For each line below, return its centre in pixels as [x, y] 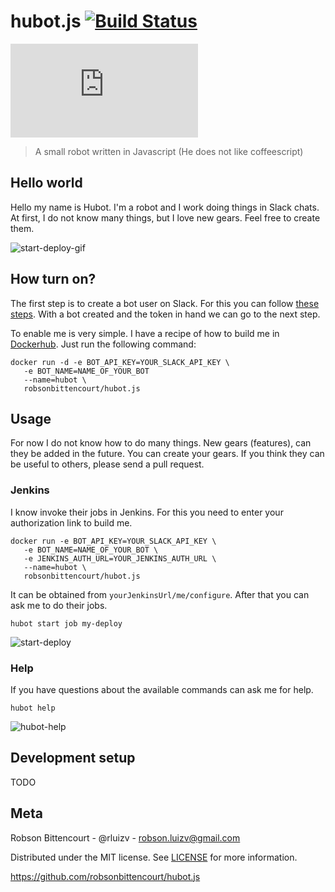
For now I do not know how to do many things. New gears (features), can [161, 443]
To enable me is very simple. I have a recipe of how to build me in [145, 333]
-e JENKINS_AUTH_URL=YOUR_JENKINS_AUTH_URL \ [120, 558]
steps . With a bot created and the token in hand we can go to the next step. [165, 314]
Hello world [46, 183]
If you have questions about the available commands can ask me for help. [162, 689]
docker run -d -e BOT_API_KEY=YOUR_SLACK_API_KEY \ [120, 362]
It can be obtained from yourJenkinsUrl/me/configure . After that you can [160, 594]
